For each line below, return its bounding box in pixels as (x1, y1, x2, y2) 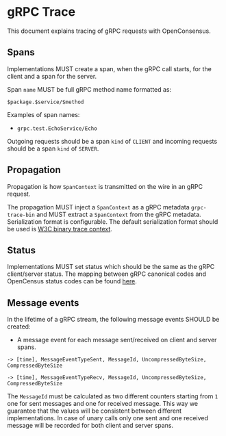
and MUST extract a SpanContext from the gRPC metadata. (36, 210, 201, 218)
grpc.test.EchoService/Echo (16, 125, 97, 132)
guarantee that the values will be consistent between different (7, 407, 182, 415)
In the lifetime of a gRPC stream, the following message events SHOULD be (7, 316, 220, 324)
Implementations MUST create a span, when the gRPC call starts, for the (7, 64, 212, 73)
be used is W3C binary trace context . (7, 225, 113, 233)
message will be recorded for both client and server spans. (7, 422, 174, 430)
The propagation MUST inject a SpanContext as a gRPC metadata (7, 203, 190, 211)
